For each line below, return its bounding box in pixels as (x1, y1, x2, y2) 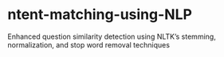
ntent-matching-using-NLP (7, 6, 193, 24)
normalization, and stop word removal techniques (7, 40, 171, 49)
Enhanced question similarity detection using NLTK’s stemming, (7, 32, 216, 41)
